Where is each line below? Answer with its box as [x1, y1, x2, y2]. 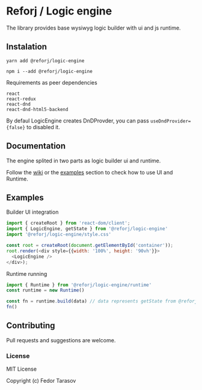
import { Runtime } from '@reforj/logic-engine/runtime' [6, 282, 152, 288]
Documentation [6, 141, 66, 152]
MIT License [6, 365, 37, 372]
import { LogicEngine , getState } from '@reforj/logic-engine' [6, 226, 168, 232]
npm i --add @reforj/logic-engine [6, 68, 93, 74]
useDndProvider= [150, 118, 191, 124]
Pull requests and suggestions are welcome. [6, 336, 116, 344]
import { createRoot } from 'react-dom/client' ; [6, 220, 130, 226]
